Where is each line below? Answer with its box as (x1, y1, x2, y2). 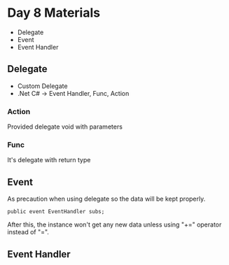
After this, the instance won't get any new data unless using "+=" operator (7, 220, 222, 229)
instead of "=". (7, 228, 49, 236)
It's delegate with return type (7, 156, 91, 164)
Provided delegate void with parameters (7, 122, 123, 131)
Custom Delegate (17, 82, 68, 90)
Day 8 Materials (7, 5, 100, 21)
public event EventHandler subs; (7, 208, 105, 215)
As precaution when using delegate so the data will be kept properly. (7, 194, 206, 203)
